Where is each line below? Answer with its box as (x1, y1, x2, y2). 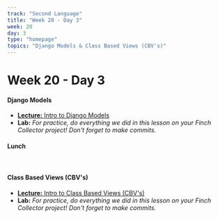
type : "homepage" (7, 36, 58, 43)
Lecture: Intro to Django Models (17, 111, 110, 120)
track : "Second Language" (7, 10, 82, 17)
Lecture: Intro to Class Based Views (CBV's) (17, 188, 145, 197)
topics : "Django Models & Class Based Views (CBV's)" (7, 42, 167, 49)
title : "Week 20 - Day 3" (7, 17, 82, 24)
